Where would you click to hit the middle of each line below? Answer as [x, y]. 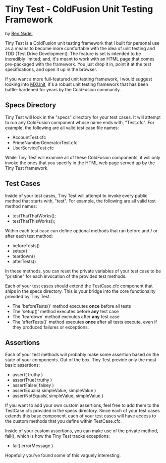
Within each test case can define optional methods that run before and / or [81, 231]
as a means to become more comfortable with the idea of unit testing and [80, 48]
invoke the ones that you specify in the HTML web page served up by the [80, 163]
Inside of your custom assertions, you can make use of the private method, [82, 431]
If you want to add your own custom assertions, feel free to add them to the [82, 405]
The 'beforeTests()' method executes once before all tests [72, 306]
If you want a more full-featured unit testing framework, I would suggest [79, 79]
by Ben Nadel [19, 33]
